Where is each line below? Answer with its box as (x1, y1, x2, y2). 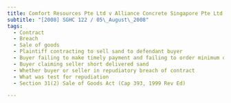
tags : (7, 23, 23, 29)
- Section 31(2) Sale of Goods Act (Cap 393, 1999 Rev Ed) (13, 80, 186, 87)
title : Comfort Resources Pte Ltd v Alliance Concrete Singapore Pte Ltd (7, 10, 223, 17)
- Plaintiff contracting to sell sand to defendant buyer (13, 48, 184, 55)
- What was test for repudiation (13, 73, 109, 80)
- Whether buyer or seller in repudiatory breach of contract (13, 67, 195, 74)
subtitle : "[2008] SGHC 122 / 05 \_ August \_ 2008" (7, 16, 149, 23)
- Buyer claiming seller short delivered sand (13, 61, 149, 68)
